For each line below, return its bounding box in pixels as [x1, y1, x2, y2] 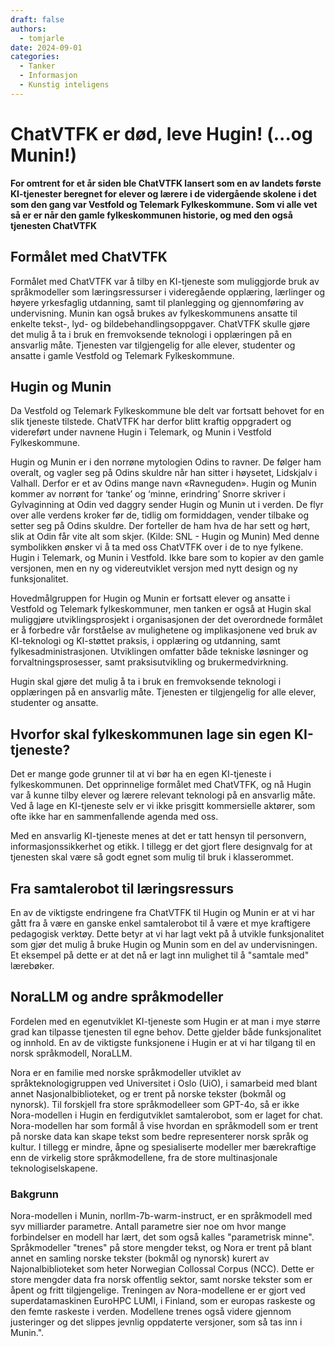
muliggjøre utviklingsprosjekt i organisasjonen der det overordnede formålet [10, 614, 323, 626]
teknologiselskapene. [10, 1162, 98, 1174]
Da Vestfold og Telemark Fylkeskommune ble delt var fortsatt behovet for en [10, 405, 325, 417]
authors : [10, 24, 47, 34]
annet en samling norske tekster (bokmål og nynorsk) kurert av [10, 1252, 270, 1265]
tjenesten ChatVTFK [10, 219, 97, 231]
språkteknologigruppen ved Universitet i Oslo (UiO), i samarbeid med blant [10, 1077, 318, 1089]
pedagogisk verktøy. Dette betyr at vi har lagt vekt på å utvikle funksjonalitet [10, 927, 325, 940]
